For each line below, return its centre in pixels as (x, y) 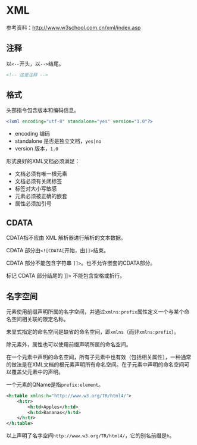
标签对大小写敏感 (36, 189)
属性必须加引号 (33, 203)
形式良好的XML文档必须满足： (43, 161)
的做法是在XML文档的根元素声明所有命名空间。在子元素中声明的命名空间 (95, 364)
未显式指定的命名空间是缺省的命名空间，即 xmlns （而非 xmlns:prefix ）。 (93, 331)
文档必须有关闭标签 (38, 181)
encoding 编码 (32, 134)
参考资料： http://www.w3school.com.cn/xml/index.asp (74, 27)
